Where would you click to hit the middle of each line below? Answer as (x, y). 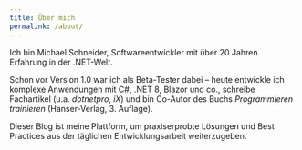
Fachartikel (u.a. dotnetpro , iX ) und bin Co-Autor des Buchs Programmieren (151, 99)
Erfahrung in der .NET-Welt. (62, 62)
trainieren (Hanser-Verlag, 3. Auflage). (81, 108)
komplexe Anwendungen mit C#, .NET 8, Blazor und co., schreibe (132, 89)
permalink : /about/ (47, 26)
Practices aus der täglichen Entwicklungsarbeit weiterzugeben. (128, 135)
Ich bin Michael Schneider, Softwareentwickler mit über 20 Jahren (134, 52)
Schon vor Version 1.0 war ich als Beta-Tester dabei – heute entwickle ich (147, 79)
